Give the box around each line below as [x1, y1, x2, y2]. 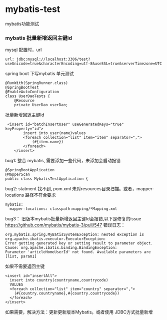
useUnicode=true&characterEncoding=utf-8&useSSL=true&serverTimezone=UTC [5, 61, 162, 66]
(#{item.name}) [31, 139, 64, 145]
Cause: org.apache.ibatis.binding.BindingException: [5, 245, 117, 250]
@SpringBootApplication [5, 168, 55, 173]
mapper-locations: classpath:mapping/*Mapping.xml [9, 206, 117, 211]
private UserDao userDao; [14, 103, 68, 108]
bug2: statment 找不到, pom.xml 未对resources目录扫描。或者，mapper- [5, 186, 154, 192]
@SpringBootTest [5, 85, 39, 90]
